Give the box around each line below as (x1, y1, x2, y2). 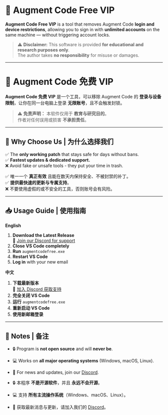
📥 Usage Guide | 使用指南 (5, 207, 86, 215)
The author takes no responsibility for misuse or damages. (17, 52, 139, 58)
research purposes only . (17, 47, 70, 53)
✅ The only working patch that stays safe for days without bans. (5, 151, 139, 157)
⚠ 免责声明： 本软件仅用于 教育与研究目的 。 (17, 110, 109, 116)
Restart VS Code (12, 253, 48, 259)
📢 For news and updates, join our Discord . (12, 369, 99, 375)
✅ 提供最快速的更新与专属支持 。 (5, 179, 71, 185)
